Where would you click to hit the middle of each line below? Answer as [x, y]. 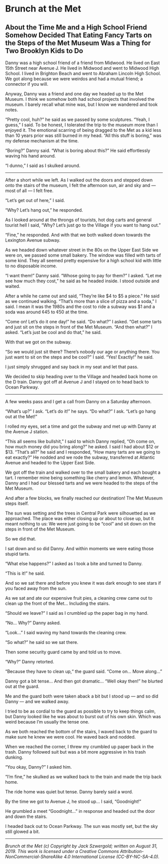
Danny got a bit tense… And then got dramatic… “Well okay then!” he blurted [84, 681]
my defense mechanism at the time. [42, 141]
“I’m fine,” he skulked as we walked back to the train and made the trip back [83, 777]
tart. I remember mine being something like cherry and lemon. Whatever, [80, 478]
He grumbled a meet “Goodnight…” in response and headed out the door [80, 811]
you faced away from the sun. [36, 588]
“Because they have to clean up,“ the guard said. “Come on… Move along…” [84, 671]
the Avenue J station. [27, 431]
